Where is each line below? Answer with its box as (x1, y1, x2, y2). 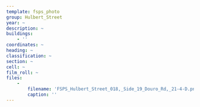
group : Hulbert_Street (6, 14, 62, 20)
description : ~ (6, 25, 44, 32)
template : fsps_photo (6, 8, 60, 15)
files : (6, 75, 23, 81)
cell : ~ (6, 64, 26, 70)
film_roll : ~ (6, 70, 39, 75)
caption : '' (27, 92, 58, 97)
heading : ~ (6, 48, 33, 53)
